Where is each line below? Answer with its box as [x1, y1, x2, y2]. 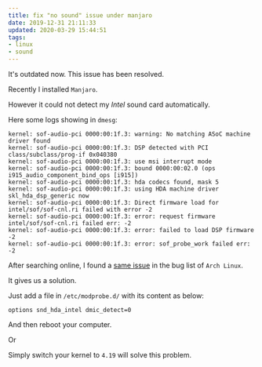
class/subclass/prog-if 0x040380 [8, 151, 118, 158]
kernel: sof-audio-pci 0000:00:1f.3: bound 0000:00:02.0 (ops [8, 165, 216, 173]
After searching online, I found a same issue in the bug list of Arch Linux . [8, 260, 243, 270]
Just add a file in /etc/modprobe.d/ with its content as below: [8, 291, 204, 300]
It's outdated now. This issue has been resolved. [8, 70, 165, 78]
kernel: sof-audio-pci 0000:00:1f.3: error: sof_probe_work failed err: [8, 240, 251, 248]
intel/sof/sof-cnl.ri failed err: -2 [8, 220, 132, 227]
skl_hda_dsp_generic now [8, 192, 89, 200]
